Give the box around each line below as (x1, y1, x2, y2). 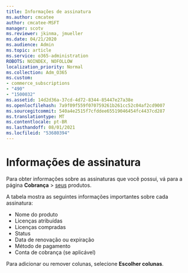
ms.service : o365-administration (6, 53, 89, 59)
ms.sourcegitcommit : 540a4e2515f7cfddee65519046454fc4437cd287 (6, 108, 166, 114)
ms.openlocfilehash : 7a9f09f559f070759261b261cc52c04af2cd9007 (6, 102, 166, 109)
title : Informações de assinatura (6, 8, 92, 15)
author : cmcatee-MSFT (6, 20, 60, 26)
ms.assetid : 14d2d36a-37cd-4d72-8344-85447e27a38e (6, 97, 134, 103)
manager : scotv (6, 25, 44, 31)
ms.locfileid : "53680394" (6, 130, 70, 136)
